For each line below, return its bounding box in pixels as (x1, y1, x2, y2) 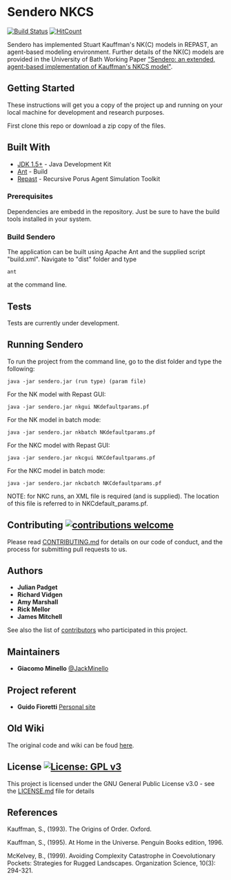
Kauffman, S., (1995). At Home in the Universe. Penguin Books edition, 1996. (7, 839, 224, 847)
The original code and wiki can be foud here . (7, 740, 134, 749)
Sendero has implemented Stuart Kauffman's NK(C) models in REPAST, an (7, 40, 219, 48)
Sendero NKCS (7, 4, 94, 20)
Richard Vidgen (17, 591, 63, 599)
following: (7, 364, 35, 373)
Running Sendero (7, 339, 84, 351)
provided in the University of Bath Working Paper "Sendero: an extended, (7, 55, 216, 63)
